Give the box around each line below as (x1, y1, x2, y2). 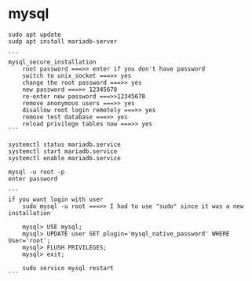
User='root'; (8, 236, 51, 244)
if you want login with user (8, 195, 104, 203)
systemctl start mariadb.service (8, 147, 118, 155)
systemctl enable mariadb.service (8, 154, 122, 162)
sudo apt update (8, 31, 61, 38)
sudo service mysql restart (22, 264, 114, 272)
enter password (8, 174, 58, 183)
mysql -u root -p (8, 168, 65, 176)
